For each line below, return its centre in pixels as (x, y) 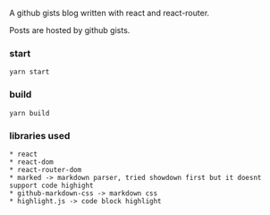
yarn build (30, 113)
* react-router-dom (46, 169)
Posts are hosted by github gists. (70, 30)
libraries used (40, 135)
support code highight (51, 185)
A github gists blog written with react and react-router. (110, 13)
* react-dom (31, 162)
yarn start (30, 72)
